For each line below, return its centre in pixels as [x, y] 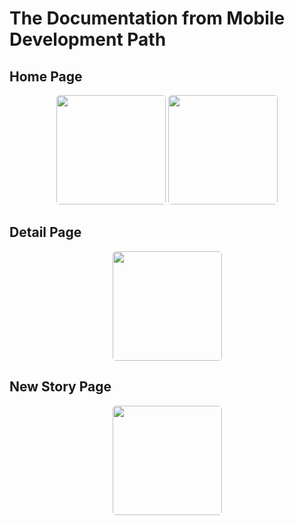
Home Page [46, 76]
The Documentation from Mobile [147, 18]
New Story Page [60, 387]
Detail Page [45, 232]
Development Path [88, 39]
